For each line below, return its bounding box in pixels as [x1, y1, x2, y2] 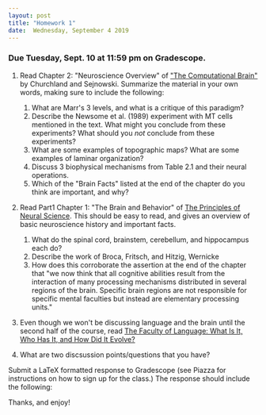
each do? [31, 243, 63, 252]
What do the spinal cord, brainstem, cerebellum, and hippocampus [31, 235, 249, 244]
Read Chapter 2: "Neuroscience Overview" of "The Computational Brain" [19, 71, 258, 80]
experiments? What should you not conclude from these [31, 128, 215, 137]
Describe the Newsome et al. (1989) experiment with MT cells [31, 111, 234, 121]
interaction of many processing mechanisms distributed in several [31, 277, 247, 286]
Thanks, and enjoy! [8, 398, 70, 407]
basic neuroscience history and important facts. [19, 219, 177, 229]
